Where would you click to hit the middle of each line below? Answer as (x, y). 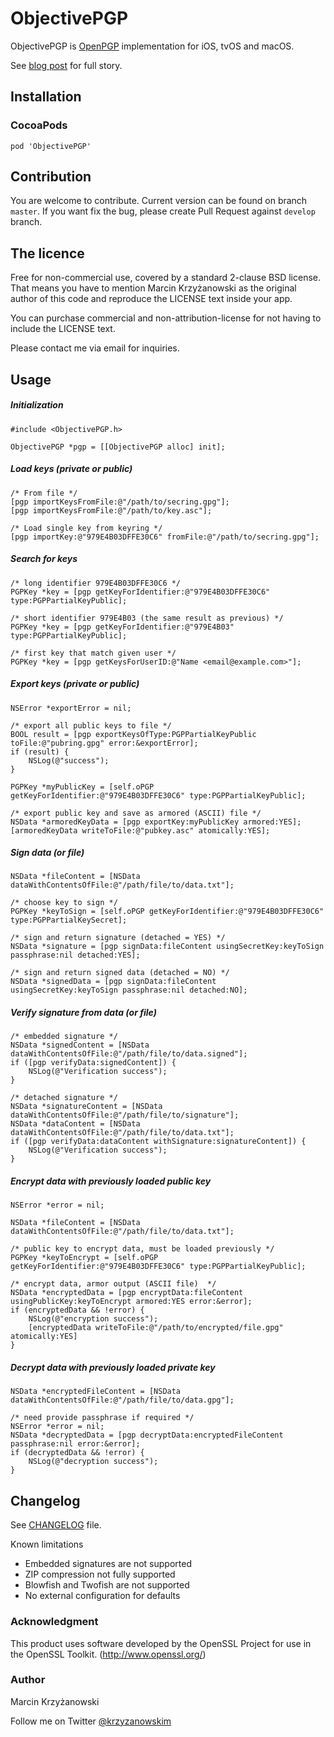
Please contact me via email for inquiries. (95, 348)
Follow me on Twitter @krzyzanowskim (91, 1721)
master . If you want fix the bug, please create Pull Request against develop (163, 211)
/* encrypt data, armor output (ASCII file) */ (113, 1284)
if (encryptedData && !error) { (77, 1310)
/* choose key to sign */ (64, 903)
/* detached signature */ (64, 1098)
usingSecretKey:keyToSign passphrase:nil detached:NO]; (129, 990)
